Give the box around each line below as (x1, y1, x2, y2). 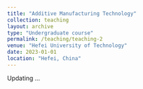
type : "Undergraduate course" (7, 29, 94, 37)
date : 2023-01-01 (7, 49, 57, 56)
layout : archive (7, 23, 54, 30)
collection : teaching (7, 17, 69, 23)
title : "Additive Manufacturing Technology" (7, 10, 137, 17)
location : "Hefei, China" (7, 55, 81, 62)
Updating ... (7, 74, 41, 82)
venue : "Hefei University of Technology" (7, 42, 128, 49)
